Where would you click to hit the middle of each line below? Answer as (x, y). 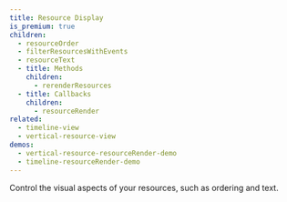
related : (26, 119)
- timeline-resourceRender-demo (79, 162)
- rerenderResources (72, 86)
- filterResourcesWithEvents (73, 52)
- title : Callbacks (55, 94)
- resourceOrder (48, 43)
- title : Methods (51, 69)
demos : (22, 145)
